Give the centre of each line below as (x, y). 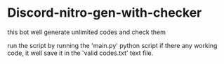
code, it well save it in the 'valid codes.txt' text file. (80, 53)
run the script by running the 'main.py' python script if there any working (112, 45)
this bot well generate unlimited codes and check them (87, 32)
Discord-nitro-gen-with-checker (105, 13)
